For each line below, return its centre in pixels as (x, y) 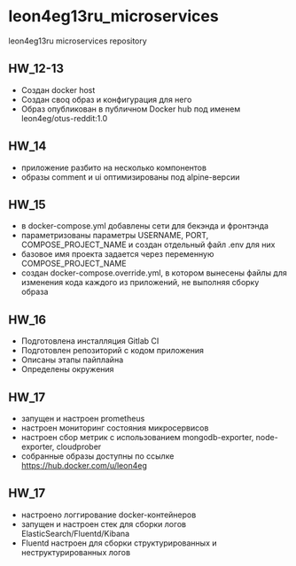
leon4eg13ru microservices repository (78, 41)
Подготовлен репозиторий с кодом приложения (113, 351)
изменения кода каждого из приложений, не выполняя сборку (140, 283)
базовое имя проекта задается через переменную (117, 254)
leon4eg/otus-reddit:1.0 (64, 118)
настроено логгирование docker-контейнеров (109, 515)
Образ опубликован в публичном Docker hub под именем (131, 109)
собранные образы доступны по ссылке (97, 456)
